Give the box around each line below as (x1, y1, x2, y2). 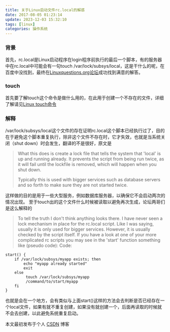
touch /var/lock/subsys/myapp (25, 274, 90, 280)
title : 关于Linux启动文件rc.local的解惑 (5, 7, 85, 13)
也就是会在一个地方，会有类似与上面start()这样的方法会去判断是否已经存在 (5, 297, 161, 303)
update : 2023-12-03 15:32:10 (5, 17, 67, 22)
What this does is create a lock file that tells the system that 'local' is (17, 151, 161, 157)
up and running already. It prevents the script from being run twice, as (17, 156, 164, 162)
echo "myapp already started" (23, 261, 87, 266)
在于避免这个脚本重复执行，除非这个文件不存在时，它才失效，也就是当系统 (5, 134, 161, 140)
